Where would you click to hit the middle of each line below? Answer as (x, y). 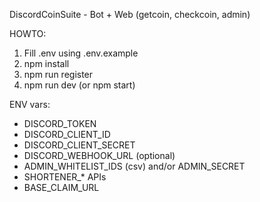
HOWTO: (28, 33)
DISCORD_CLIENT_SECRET (79, 145)
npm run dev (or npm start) (79, 85)
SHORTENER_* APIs (65, 177)
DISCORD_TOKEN (60, 123)
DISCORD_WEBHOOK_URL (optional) (99, 155)
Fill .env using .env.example (81, 53)
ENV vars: (30, 104)
